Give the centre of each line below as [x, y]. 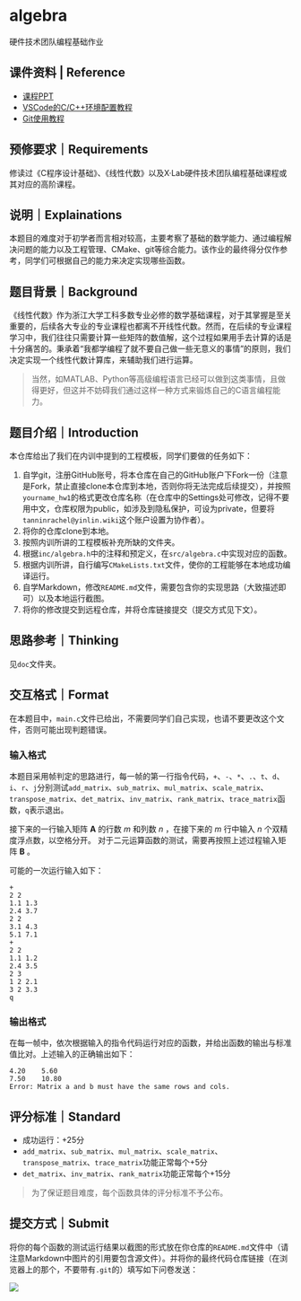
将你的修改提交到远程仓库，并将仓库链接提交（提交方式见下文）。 [142, 610]
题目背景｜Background [73, 291]
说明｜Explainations [66, 215]
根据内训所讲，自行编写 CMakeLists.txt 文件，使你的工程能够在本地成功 [153, 565]
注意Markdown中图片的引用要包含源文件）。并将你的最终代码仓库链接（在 [145, 1258]
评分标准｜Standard [65, 1116]
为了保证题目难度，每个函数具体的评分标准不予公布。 [129, 1193]
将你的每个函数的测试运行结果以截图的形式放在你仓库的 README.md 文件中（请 [149, 1247]
